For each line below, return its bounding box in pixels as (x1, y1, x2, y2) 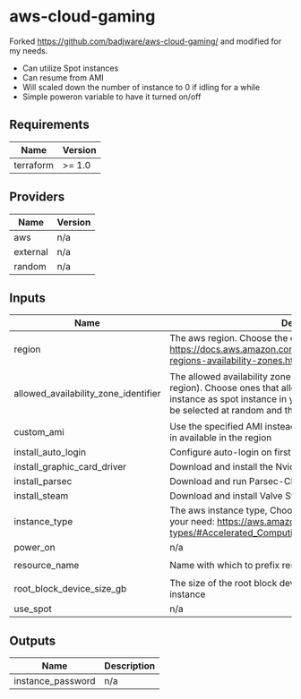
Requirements (9, 117, 90, 132)
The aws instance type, (169, 504, 268, 516)
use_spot (13, 602, 52, 615)
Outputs (9, 633, 56, 648)
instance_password (13, 675, 96, 687)
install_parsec (13, 475, 73, 488)
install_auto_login (13, 446, 87, 458)
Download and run (169, 475, 247, 488)
